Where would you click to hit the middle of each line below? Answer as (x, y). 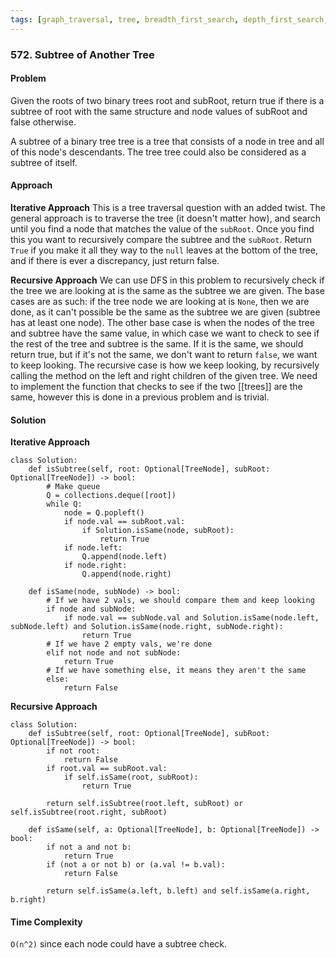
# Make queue (73, 487)
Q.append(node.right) (126, 574)
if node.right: (95, 566)
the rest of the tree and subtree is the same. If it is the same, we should (157, 343)
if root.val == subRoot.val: (107, 769)
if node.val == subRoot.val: (124, 522)
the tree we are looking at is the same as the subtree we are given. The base (167, 290)
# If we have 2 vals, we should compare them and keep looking (180, 601)
